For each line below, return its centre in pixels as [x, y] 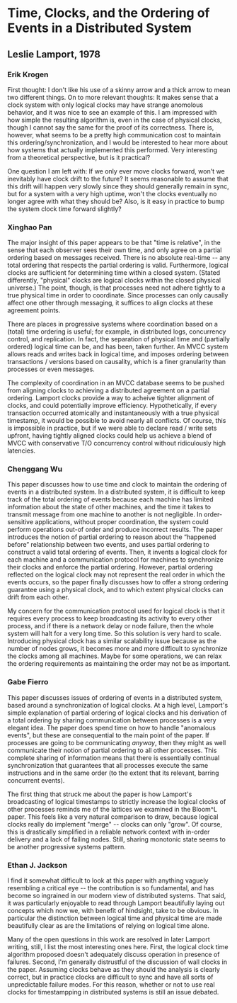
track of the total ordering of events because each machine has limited [110, 499]
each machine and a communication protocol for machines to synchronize [116, 560]
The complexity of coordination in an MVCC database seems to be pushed [116, 383]
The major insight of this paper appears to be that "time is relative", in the [114, 243]
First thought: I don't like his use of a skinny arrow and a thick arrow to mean [119, 89]
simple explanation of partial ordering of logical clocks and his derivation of [117, 713]
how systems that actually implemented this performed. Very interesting [112, 149]
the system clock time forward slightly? [64, 209]
